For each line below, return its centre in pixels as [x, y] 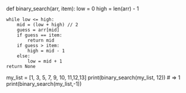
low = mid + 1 [45, 61]
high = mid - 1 [46, 51]
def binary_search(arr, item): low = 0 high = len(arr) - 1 [72, 9]
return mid [41, 41]
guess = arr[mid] [38, 30]
